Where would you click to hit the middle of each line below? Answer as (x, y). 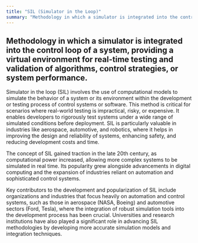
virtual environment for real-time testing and (90, 59)
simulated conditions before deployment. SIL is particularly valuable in (91, 123)
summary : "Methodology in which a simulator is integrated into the (92, 17)
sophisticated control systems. (43, 179)
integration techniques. (34, 234)
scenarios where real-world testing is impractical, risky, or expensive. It (93, 111)
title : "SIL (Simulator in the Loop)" (54, 12)
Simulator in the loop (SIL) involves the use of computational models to (92, 92)
